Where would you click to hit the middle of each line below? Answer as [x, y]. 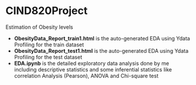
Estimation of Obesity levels [39, 27]
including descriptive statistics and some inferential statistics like [93, 69]
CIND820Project [47, 11]
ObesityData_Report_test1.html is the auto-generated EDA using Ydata [101, 50]
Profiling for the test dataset [48, 57]
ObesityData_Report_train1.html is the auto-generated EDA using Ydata [102, 38]
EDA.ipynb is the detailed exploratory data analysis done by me [92, 63]
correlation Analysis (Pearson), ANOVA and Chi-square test [86, 76]
